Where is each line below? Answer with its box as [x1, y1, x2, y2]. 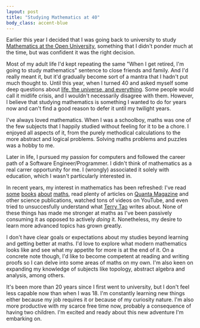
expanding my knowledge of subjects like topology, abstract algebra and [6, 265, 185, 272]
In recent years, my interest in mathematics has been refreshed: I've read [6, 184, 186, 191]
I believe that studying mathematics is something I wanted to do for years [6, 99, 187, 106]
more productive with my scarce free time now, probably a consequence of [6, 302, 192, 309]
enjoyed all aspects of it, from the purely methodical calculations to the [6, 129, 181, 136]
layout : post [6, 8, 39, 15]
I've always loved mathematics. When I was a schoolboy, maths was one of [6, 117, 192, 124]
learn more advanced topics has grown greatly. [6, 222, 122, 229]
